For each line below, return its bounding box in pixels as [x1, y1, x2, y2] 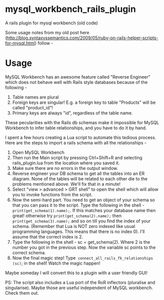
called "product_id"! [12, 104, 53, 110]
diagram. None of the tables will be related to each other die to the [12, 175, 148, 182]
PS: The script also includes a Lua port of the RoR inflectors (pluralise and [5, 279, 156, 285]
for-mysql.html [5, 40, 36, 46]
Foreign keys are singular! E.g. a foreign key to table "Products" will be [12, 99, 156, 105]
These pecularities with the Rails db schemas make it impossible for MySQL [5, 119, 160, 125]
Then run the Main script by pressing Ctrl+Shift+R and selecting [12, 154, 142, 160]
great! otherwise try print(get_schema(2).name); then [12, 213, 122, 219]
